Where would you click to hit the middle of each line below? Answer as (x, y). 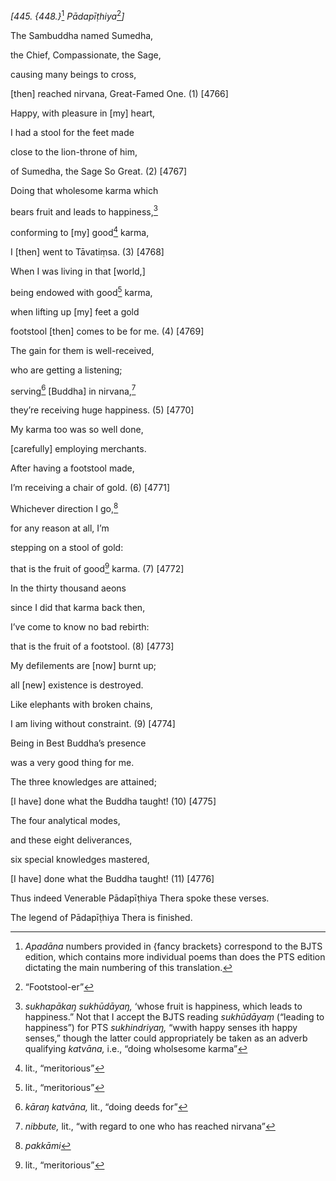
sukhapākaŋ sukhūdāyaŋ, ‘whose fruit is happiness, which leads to (163, 1006)
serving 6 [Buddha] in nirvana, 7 (73, 390)
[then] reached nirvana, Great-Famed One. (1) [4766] (119, 93)
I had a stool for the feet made (72, 132)
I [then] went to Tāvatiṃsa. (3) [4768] (87, 251)
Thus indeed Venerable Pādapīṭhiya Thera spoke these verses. (140, 898)
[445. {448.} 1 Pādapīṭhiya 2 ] (67, 15)
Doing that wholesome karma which (84, 190)
